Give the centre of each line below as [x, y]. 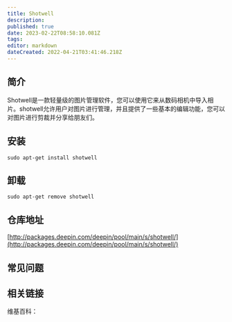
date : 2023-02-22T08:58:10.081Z [54, 33]
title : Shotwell [30, 14]
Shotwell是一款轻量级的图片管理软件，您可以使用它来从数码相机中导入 [107, 100]
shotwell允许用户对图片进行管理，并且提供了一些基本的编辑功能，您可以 [122, 109]
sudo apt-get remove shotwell [51, 197]
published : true [30, 26]
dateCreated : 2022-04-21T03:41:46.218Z [65, 53]
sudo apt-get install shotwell [52, 158]
